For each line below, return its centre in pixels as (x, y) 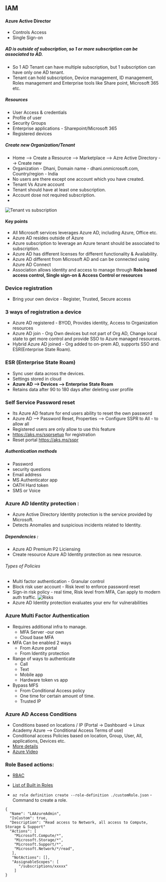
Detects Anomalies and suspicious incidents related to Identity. (77, 525)
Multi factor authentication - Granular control (58, 581)
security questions (31, 469)
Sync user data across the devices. (49, 373)
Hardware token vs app (44, 680)
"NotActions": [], (31, 858)
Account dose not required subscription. (54, 195)
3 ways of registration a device (43, 312)
